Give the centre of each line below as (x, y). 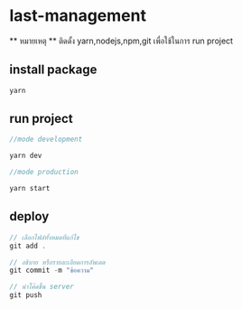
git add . (28, 246)
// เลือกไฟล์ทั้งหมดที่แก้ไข (44, 237)
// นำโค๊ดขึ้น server (42, 287)
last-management (78, 16)
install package (53, 70)
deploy (29, 216)
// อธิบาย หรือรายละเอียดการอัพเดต (57, 262)
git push (26, 295)
